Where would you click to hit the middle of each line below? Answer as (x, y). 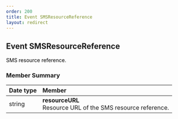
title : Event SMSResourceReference (49, 17)
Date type (23, 90)
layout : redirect (27, 22)
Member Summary (33, 76)
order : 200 (19, 11)
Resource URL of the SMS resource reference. (106, 108)
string (17, 104)
